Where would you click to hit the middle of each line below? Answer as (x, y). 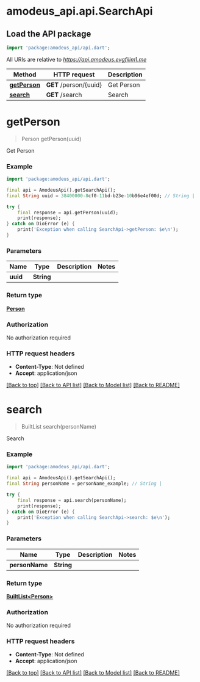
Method (25, 74)
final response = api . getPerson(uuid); (68, 212)
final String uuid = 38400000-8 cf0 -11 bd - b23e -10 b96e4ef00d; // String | (101, 196)
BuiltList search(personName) (59, 427)
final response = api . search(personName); (72, 500)
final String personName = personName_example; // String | (84, 484)
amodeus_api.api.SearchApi (80, 11)
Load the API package (49, 34)
